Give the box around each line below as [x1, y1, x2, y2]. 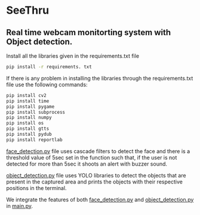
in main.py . [6, 202, 33, 209]
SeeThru [6, 4, 50, 17]
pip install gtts [6, 126, 50, 132]
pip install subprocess [6, 109, 66, 115]
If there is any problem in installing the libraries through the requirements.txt [6, 74, 193, 82]
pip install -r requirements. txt [6, 64, 93, 70]
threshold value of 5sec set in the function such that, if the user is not [6, 154, 177, 161]
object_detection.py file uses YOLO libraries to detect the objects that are [6, 172, 186, 179]
